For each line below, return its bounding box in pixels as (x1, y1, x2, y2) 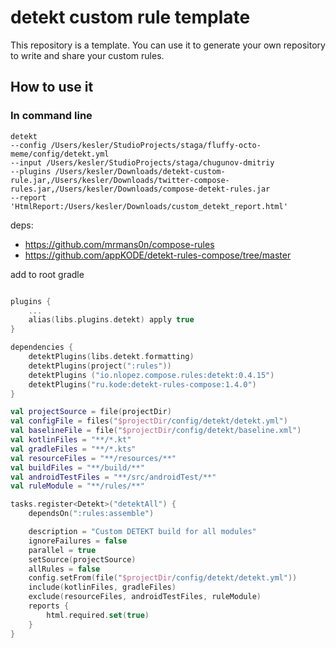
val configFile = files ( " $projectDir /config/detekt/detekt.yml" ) (10, 416, 288, 426)
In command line (10, 109, 93, 123)
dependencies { (10, 342, 74, 353)
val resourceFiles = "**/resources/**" (10, 453, 177, 463)
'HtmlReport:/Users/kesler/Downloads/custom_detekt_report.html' (10, 201, 288, 211)
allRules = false (28, 564, 101, 574)
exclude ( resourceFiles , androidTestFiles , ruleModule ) (28, 592, 262, 602)
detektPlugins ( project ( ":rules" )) (28, 361, 172, 371)
